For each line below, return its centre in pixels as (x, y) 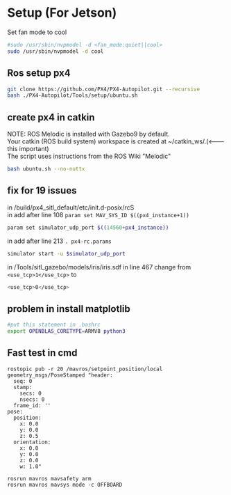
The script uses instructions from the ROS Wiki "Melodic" (89, 156)
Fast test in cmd (42, 353)
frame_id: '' (32, 405)
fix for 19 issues (42, 190)
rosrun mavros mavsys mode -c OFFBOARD (65, 485)
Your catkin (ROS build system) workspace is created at (87, 141)
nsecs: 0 (32, 399)
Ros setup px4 (39, 73)
